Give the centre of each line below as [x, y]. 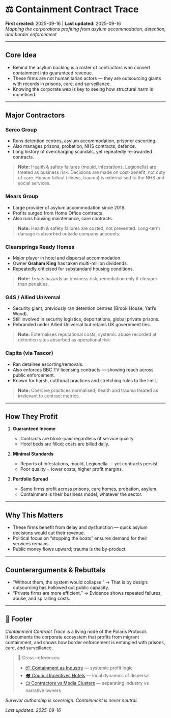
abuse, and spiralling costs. [41, 599]
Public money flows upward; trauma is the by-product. [70, 549]
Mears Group [22, 196]
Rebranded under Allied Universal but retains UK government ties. [82, 325]
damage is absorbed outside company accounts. [69, 233]
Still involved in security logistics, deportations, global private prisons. [86, 319]
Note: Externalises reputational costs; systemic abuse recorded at [87, 334]
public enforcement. [34, 375]
